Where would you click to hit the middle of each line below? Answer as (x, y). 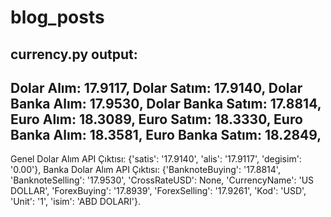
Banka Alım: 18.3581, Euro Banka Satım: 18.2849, (166, 134)
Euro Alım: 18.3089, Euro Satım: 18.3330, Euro (156, 119)
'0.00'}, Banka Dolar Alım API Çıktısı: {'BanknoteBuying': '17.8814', (145, 170)
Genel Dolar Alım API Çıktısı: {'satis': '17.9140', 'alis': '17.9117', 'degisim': (156, 159)
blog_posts (57, 17)
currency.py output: (74, 54)
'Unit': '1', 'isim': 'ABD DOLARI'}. (76, 202)
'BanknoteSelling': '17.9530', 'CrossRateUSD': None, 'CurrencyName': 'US (162, 180)
